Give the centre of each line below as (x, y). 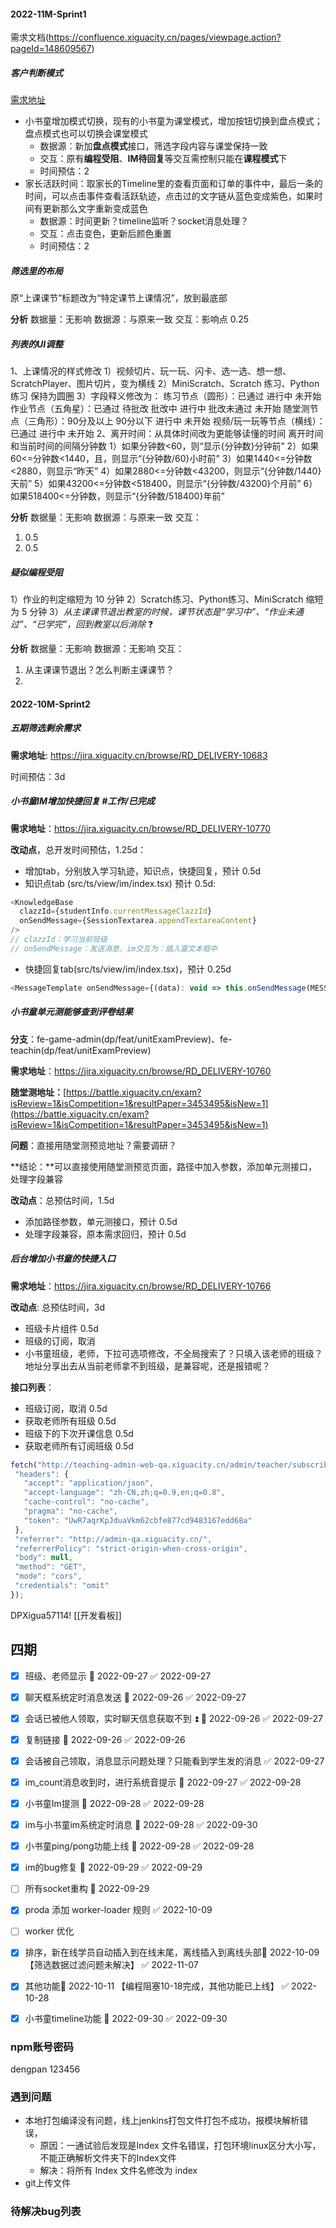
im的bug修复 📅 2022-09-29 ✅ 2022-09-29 (113, 1867)
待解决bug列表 (46, 2212)
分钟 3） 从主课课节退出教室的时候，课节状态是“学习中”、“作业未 (162, 612)
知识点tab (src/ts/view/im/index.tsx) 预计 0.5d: (120, 883)
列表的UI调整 (37, 344)
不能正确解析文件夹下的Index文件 (108, 2158)
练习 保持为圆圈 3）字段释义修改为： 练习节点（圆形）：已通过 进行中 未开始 (166, 396)
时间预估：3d (38, 776)
